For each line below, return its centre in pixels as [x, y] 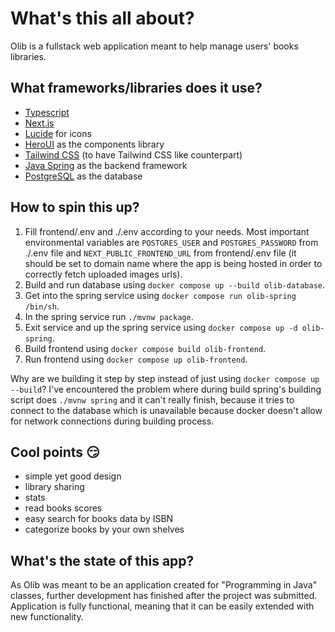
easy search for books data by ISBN [99, 519]
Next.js [39, 123]
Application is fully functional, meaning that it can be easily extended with [162, 606]
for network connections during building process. [112, 421]
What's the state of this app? [102, 560]
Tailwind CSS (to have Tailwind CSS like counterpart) [133, 154]
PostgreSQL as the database [83, 176]
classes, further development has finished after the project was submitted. [164, 596]
